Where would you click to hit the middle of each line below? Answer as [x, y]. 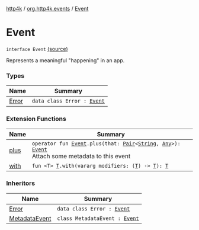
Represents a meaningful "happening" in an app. [65, 60]
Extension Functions [36, 119]
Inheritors [21, 183]
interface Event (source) [37, 49]
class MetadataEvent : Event [98, 218]
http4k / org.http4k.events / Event [47, 9]
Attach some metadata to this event [81, 156]
